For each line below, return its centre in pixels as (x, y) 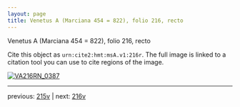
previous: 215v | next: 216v (47, 96)
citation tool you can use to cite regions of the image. (86, 62)
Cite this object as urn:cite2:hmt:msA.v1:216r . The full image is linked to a (117, 55)
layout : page (27, 14)
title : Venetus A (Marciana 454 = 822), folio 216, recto (95, 21)
